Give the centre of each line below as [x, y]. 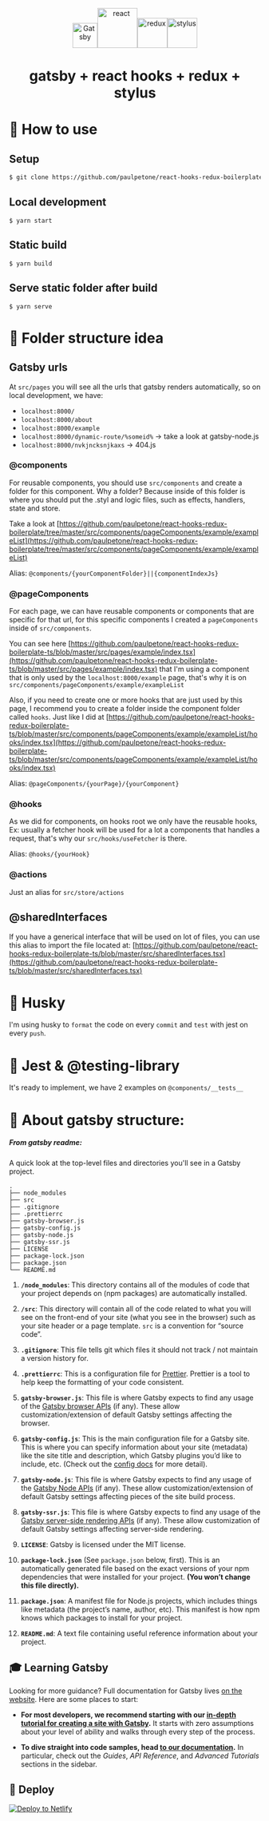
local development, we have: [56, 395]
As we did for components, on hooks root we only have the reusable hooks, [133, 821]
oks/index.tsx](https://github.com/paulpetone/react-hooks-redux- [118, 742]
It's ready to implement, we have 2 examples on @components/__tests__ [126, 1087]
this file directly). [49, 1585]
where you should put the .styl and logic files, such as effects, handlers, [127, 499]
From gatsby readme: [45, 1143]
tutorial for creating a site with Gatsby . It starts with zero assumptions [137, 1724]
